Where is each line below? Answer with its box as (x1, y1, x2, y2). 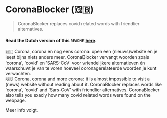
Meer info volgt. (5, 107, 38, 113)
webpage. (5, 97, 26, 104)
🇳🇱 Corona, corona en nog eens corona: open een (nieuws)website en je (5, 49, 158, 55)
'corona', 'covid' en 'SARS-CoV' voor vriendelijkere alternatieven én (5, 60, 145, 66)
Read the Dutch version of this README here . (5, 37, 97, 43)
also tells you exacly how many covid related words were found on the (5, 92, 151, 98)
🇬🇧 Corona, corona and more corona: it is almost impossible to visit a (5, 76, 150, 82)
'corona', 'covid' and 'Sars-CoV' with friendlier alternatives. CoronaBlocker (5, 87, 160, 93)
